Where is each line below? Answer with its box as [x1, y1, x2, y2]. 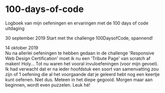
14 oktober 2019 [5, 44, 38, 50]
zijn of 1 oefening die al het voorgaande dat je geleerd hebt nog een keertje [5, 71, 160, 77]
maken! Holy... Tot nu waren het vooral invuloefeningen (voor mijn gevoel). [5, 60, 158, 66]
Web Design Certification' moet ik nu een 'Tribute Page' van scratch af [5, 55, 151, 61]
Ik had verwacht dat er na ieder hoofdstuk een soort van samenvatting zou [5, 66, 159, 72]
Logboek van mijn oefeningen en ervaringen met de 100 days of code [5, 20, 148, 26]
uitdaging [5, 25, 25, 31]
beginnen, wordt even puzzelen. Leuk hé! [5, 81, 90, 88]
